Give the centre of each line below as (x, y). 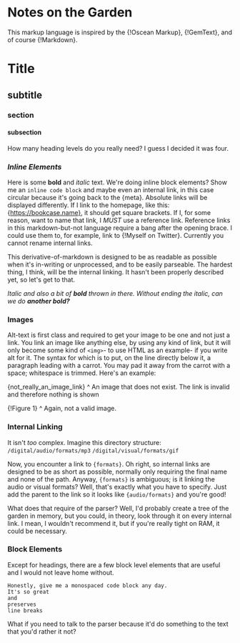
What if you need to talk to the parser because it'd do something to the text (118, 624)
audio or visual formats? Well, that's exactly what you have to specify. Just (117, 487)
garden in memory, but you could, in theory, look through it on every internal (120, 516)
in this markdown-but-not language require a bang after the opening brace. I (120, 228)
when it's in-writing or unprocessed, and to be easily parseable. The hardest (120, 264)
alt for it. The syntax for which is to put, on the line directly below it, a (109, 358)
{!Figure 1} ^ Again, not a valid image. (62, 409)
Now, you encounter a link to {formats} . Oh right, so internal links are (109, 464)
